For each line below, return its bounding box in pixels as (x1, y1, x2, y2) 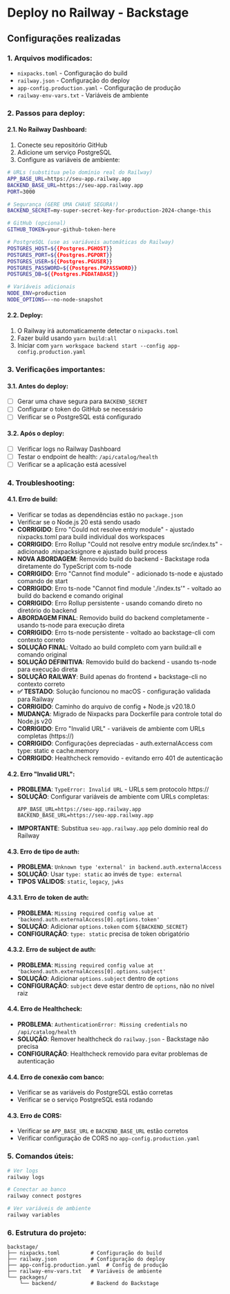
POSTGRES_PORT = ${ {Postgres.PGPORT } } (7, 251, 113, 258)
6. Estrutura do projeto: (7, 1227, 87, 1237)
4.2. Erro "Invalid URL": (7, 770, 75, 778)
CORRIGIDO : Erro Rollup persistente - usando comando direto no (17, 599, 202, 607)
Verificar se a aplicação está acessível (17, 460, 126, 468)
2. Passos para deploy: (7, 108, 86, 118)
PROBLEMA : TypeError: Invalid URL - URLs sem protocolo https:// (17, 785, 209, 794)
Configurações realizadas (7, 33, 121, 44)
